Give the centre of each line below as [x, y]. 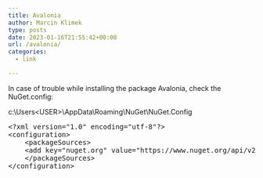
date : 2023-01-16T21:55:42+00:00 [63, 37]
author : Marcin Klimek [45, 23]
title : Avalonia [34, 15]
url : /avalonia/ [34, 45]
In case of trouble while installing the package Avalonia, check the [115, 88]
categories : [27, 52]
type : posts [27, 30]
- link [26, 60]
